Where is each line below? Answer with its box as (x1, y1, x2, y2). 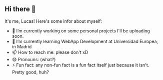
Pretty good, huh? (11, 69, 49, 75)
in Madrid (11, 43, 32, 50)
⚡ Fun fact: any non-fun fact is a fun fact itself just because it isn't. (11, 62, 149, 68)
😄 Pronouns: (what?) (11, 56, 56, 62)
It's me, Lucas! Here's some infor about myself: (4, 18, 102, 24)
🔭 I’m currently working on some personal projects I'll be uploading (11, 28, 150, 34)
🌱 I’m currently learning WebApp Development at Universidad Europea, (11, 38, 158, 44)
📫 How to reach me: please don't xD (11, 49, 88, 55)
